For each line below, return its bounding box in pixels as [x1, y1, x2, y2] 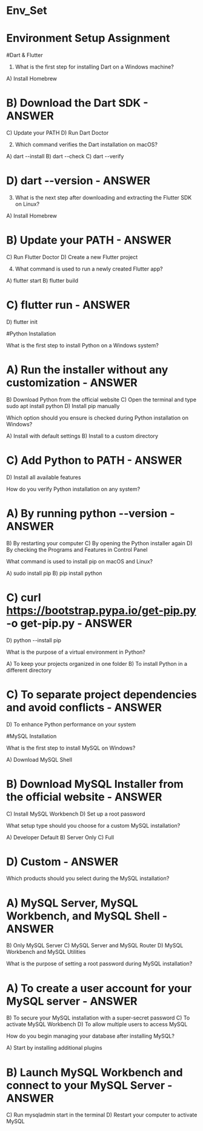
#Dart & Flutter [6, 52, 44, 59]
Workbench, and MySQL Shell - [6, 909, 168, 922]
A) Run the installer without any [6, 363, 168, 377]
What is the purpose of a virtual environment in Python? [6, 648, 145, 656]
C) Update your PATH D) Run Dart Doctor [6, 129, 109, 136]
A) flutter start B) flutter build [6, 277, 79, 284]
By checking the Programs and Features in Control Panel [6, 546, 148, 553]
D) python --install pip [6, 636, 62, 643]
